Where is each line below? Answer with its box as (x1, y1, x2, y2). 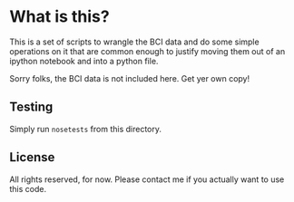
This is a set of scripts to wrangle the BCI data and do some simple (9, 36, 260, 47)
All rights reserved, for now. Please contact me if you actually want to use (9, 174, 285, 185)
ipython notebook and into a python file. (9, 55, 159, 66)
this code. (9, 183, 47, 194)
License (9, 149, 55, 165)
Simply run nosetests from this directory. (9, 123, 162, 134)
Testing (9, 100, 54, 115)
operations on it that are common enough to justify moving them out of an (9, 45, 286, 56)
